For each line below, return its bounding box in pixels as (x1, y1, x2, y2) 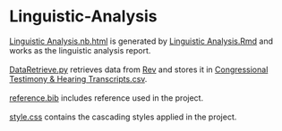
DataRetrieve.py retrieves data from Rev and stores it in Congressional (9, 64, 269, 75)
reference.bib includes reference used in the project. (9, 92, 204, 103)
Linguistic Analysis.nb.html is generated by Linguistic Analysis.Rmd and (9, 36, 273, 46)
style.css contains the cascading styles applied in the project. (9, 111, 237, 122)
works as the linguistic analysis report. (9, 45, 151, 55)
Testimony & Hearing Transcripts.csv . (9, 73, 148, 84)
